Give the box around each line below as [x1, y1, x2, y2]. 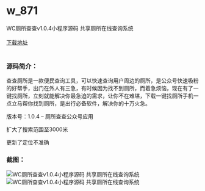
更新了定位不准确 [6, 139, 49, 146]
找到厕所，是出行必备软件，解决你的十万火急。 [32, 100, 151, 107]
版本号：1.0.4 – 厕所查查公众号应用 [6, 113, 93, 120]
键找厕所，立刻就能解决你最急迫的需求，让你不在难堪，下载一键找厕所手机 [6, 92, 193, 99]
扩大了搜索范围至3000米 [6, 126, 68, 133]
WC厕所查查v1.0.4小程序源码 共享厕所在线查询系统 [6, 24, 134, 32]
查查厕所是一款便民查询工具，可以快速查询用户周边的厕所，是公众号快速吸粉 [6, 77, 199, 84]
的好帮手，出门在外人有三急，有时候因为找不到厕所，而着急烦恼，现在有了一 [6, 85, 199, 92]
